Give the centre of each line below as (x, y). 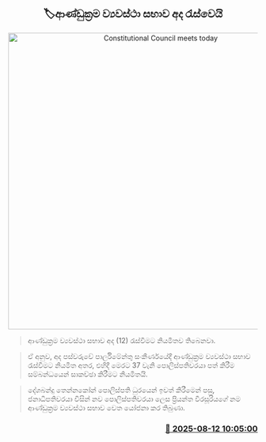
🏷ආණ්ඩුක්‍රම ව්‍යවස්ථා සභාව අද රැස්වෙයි (133, 14)
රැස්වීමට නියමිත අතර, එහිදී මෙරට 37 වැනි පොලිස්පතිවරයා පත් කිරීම (131, 365)
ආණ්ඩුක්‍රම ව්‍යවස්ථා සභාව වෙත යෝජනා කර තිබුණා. (106, 407)
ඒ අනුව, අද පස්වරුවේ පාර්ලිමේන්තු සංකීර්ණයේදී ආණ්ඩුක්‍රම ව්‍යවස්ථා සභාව (139, 356)
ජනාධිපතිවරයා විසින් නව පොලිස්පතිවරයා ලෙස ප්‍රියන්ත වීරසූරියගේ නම (134, 399)
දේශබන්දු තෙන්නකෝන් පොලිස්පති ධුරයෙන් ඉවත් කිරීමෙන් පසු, (121, 390)
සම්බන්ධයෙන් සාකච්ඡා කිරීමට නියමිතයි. (87, 374)
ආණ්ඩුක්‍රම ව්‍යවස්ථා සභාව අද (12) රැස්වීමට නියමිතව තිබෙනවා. (122, 340)
